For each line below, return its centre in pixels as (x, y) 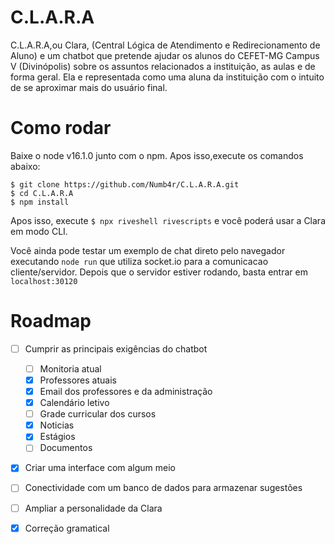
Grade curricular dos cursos (98, 414)
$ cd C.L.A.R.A (42, 193)
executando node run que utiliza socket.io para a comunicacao (139, 261)
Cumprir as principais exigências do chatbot (116, 348)
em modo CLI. (39, 231)
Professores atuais (78, 380)
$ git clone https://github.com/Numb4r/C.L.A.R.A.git (125, 184)
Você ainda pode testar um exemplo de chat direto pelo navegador (148, 250)
